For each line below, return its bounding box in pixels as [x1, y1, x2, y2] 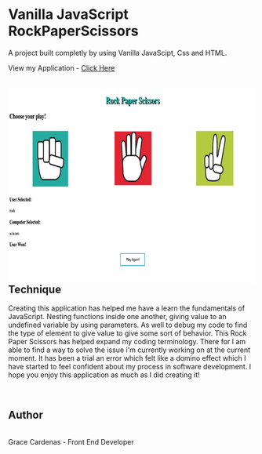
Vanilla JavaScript [8, 5, 129, 24]
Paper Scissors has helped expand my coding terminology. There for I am [8, 337, 246, 347]
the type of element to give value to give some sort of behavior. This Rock [8, 329, 247, 338]
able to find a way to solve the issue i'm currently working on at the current [8, 345, 251, 354]
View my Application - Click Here [8, 63, 115, 72]
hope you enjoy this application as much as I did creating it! [8, 370, 200, 380]
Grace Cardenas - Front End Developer [8, 438, 135, 447]
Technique [8, 282, 61, 296]
